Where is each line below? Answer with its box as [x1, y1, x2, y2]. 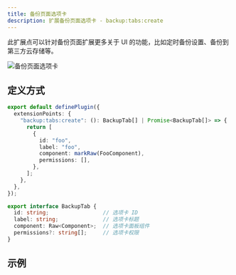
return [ [26, 123, 53, 130]
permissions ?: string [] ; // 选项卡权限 [14, 229, 139, 237]
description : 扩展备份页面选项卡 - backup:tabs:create [7, 17, 163, 24]
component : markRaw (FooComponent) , [38, 150, 144, 157]
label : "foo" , [38, 143, 81, 150]
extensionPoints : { [14, 110, 72, 118]
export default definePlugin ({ [7, 104, 100, 111]
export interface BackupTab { [7, 202, 97, 210]
